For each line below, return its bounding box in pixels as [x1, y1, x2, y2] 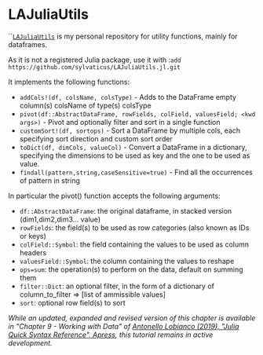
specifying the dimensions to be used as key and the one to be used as [19, 151, 250, 160]
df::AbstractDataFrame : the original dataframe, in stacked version [19, 206, 232, 215]
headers [19, 247, 47, 257]
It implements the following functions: [8, 77, 130, 86]
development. [8, 338, 53, 347]
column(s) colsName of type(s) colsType [19, 101, 152, 110]
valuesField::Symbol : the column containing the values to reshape [19, 256, 235, 265]
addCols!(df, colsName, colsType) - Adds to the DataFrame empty [19, 92, 237, 101]
